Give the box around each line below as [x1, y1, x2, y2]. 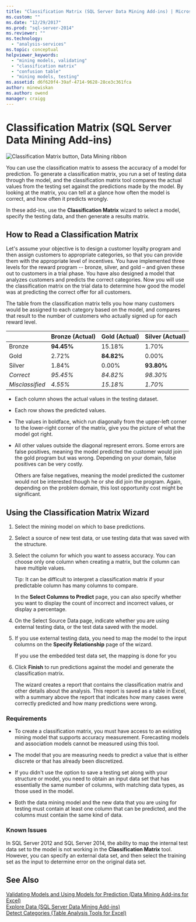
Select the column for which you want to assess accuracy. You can [14, 552, 176, 559]
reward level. [6, 318, 37, 325]
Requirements [6, 715, 47, 723]
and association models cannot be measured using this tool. [14, 740, 159, 747]
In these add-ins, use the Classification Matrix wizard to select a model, [6, 206, 181, 214]
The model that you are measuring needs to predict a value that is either [14, 752, 188, 759]
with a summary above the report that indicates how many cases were [14, 694, 184, 701]
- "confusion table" [11, 68, 61, 74]
